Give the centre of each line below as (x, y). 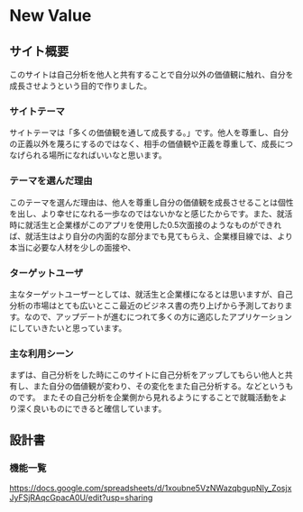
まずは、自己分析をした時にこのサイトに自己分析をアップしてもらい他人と (147, 375)
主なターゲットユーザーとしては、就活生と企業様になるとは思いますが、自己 (151, 294)
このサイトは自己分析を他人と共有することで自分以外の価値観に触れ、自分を (151, 74)
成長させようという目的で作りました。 (80, 86)
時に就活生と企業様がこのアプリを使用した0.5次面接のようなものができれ (146, 224)
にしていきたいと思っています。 (68, 328)
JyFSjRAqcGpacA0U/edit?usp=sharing (81, 498)
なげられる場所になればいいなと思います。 (88, 155)
